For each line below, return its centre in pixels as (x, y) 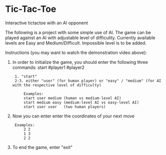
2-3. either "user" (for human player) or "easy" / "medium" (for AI (88, 81)
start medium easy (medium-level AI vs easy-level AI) (81, 103)
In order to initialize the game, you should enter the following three (80, 62)
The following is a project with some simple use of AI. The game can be (78, 32)
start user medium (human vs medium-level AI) (72, 98)
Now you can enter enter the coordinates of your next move (73, 116)
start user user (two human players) (65, 107)
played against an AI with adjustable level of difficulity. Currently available (80, 38)
